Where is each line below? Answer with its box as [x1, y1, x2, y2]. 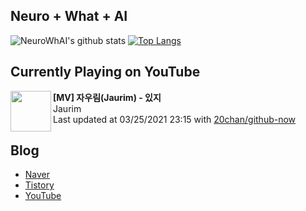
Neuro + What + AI [10, 8, 128, 25]
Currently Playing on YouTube [10, 64, 201, 81]
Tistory [24, 179, 55, 191]
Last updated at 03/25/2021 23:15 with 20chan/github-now [53, 113, 297, 125]
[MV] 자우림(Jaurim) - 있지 [53, 91, 162, 103]
